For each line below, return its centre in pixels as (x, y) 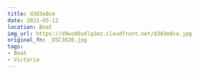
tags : (15, 47)
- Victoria (23, 60)
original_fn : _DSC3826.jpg (47, 40)
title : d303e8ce (31, 14)
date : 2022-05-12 (33, 20)
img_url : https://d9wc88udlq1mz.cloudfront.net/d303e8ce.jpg (100, 33)
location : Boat (30, 27)
